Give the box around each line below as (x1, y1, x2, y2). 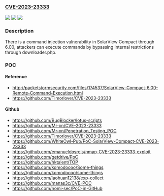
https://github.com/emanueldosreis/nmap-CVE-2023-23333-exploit (12, 149, 151, 155)
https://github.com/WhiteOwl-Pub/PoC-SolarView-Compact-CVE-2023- (12, 138, 159, 144)
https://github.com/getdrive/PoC (12, 154, 79, 160)
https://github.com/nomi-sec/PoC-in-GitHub (12, 185, 102, 191)
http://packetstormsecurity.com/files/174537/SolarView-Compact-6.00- (12, 85, 159, 91)
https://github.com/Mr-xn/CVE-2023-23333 (12, 122, 102, 129)
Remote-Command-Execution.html (12, 90, 83, 96)
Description (5, 28, 34, 34)
